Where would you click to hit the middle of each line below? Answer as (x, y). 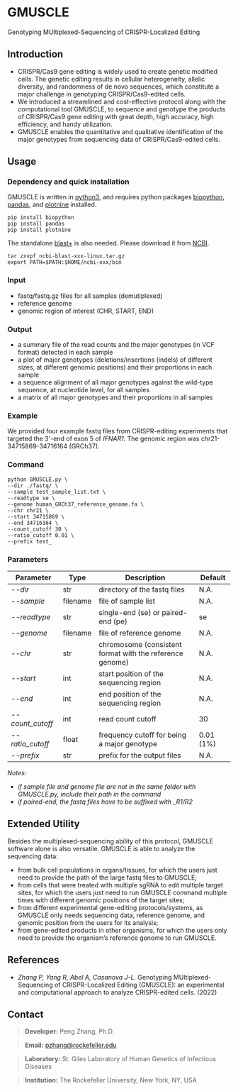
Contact (25, 1014)
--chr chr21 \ (28, 510)
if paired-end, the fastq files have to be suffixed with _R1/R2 (105, 802)
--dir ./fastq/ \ (33, 486)
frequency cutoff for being (142, 735)
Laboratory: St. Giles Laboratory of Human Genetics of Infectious (120, 1059)
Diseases (38, 1067)
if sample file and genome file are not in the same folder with (107, 786)
